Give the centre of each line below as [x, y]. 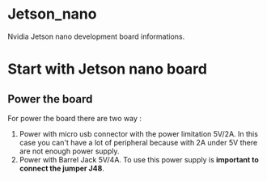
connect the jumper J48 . [61, 168]
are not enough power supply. [69, 151]
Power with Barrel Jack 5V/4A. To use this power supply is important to [139, 159]
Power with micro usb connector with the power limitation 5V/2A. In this [138, 133]
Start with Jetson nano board [108, 69]
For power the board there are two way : [75, 118]
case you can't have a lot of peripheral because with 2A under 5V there [138, 142]
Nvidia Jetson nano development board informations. [96, 36]
